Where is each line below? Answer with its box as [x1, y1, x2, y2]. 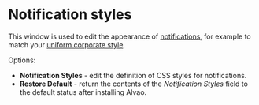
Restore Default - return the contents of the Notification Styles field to [19, 79, 248, 88]
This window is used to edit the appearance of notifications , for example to [8, 32, 251, 41]
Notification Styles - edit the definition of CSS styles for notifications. [19, 70, 247, 80]
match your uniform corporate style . [8, 39, 126, 49]
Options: [8, 55, 36, 65]
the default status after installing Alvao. [19, 87, 147, 96]
